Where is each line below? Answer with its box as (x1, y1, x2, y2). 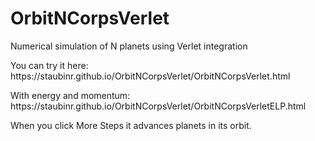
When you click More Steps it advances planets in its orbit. (10, 119, 252, 131)
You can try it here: (10, 59, 89, 71)
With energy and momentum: (10, 89, 131, 101)
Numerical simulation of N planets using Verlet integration (10, 40, 248, 52)
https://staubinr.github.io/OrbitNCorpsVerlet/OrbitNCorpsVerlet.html (10, 70, 291, 82)
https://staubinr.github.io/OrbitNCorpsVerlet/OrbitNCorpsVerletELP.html (10, 100, 307, 112)
